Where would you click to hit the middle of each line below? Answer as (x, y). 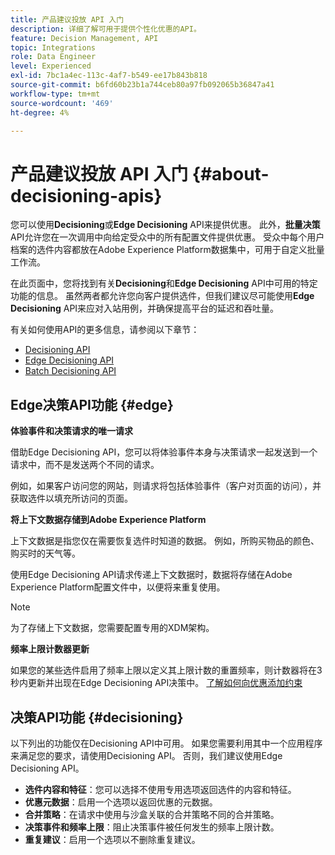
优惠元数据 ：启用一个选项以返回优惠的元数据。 (121, 802)
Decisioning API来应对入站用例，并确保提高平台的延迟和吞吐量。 (145, 308)
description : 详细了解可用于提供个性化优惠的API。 (106, 29)
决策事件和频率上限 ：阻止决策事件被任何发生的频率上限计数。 (152, 827)
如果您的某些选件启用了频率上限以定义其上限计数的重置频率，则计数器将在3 (166, 670)
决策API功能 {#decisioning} (97, 717)
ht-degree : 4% (40, 112)
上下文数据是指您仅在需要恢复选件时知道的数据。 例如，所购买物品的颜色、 (165, 541)
